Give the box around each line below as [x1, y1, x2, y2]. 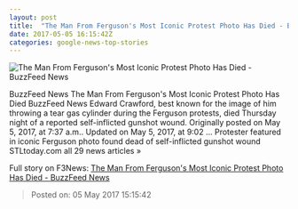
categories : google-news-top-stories [9, 37, 149, 47]
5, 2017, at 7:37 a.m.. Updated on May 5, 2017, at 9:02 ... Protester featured [9, 126, 282, 138]
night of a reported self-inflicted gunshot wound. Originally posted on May [9, 117, 281, 128]
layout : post [9, 12, 58, 22]
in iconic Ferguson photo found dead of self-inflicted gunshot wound [9, 136, 262, 147]
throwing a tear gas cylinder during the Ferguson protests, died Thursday [9, 108, 277, 118]
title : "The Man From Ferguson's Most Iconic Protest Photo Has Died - [9, 21, 284, 30]
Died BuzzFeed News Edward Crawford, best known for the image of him [9, 99, 277, 109]
